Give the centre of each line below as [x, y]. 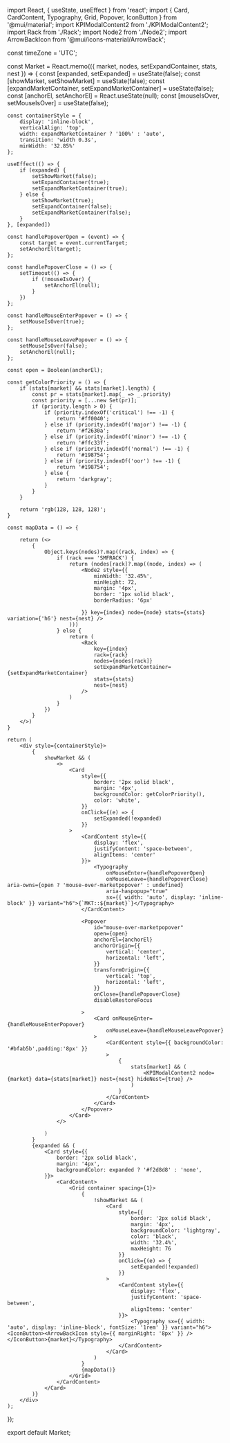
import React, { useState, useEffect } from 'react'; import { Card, [98, 10]
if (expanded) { [43, 170]
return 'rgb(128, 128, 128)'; [63, 510]
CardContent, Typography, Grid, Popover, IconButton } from [92, 17]
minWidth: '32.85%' [48, 146]
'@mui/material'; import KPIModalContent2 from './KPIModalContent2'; [108, 25]
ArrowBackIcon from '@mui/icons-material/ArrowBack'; [86, 39]
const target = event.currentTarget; [74, 243]
